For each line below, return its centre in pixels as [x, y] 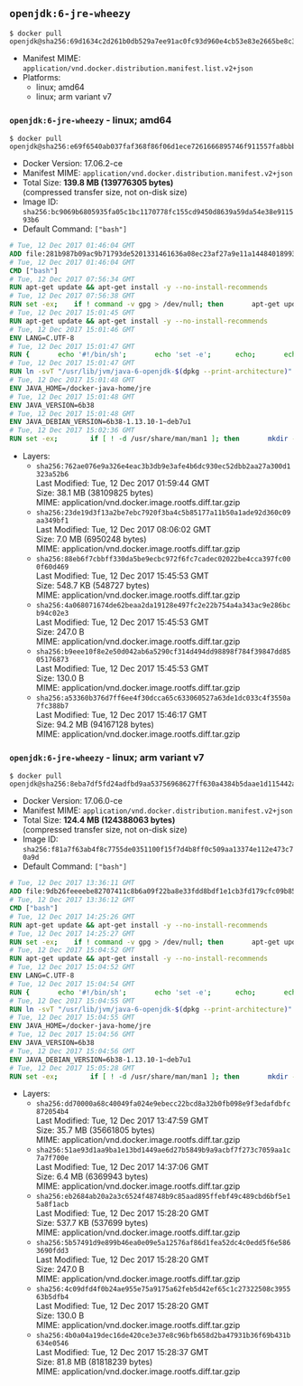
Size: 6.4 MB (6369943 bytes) [92, 1177]
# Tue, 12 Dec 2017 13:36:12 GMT [72, 900]
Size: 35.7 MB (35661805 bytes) [95, 1130]
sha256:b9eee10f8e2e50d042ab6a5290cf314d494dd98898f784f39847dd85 [163, 652]
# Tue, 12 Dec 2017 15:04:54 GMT [72, 984]
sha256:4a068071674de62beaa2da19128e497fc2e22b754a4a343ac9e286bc [163, 606]
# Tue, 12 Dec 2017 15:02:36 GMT [72, 430]
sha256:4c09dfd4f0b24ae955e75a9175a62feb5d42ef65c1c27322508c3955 [163, 1289]
